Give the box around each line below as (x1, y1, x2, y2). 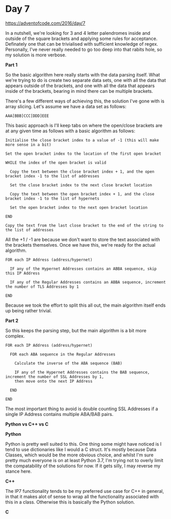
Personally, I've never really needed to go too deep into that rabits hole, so (5, 46, 162, 52)
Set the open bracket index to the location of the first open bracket (5, 151, 161, 156)
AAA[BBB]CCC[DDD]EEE (5, 113, 50, 118)
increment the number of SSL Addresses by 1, (5, 374, 104, 380)
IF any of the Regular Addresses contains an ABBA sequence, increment (10, 280, 166, 285)
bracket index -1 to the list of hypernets (5, 196, 100, 201)
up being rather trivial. (5, 307, 52, 313)
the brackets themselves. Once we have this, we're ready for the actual (5, 242, 156, 248)
